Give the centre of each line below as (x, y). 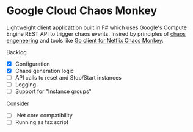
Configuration (32, 64)
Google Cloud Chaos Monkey (82, 11)
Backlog (17, 52)
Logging (26, 85)
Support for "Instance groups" (53, 91)
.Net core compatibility (44, 116)
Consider (18, 103)
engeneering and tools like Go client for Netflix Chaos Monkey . (85, 40)
